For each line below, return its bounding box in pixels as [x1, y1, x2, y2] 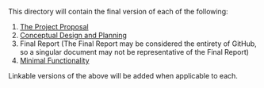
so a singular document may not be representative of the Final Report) [19, 48, 250, 56]
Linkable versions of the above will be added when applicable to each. [8, 71, 238, 80]
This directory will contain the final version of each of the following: [8, 7, 228, 16]
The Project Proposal [19, 22, 89, 31]
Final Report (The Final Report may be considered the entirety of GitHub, [19, 39, 258, 48]
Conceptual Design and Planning [19, 31, 127, 40]
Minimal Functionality [19, 55, 90, 65]
